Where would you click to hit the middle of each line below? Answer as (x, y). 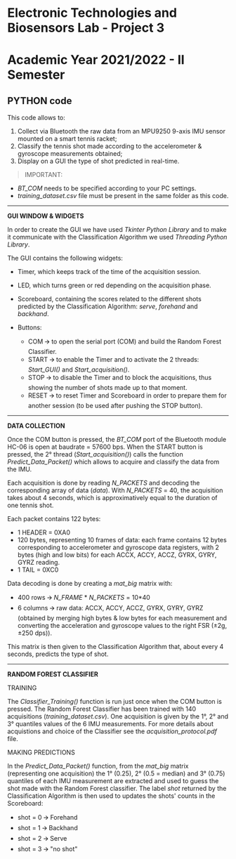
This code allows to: (36, 118)
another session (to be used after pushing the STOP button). (115, 406)
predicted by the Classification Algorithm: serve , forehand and (107, 306)
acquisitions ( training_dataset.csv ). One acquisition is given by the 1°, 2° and (118, 716)
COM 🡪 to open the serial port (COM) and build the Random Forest (124, 341)
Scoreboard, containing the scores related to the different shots (109, 299)
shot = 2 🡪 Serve (42, 839)
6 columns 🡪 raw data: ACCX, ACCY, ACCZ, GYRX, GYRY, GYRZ (110, 608)
